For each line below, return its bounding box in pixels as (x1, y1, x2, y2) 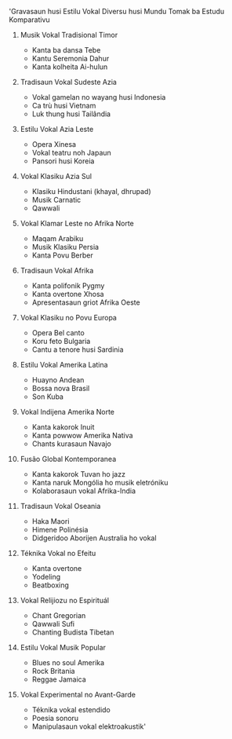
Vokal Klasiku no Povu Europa (20, 313, 117, 322)
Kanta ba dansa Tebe (31, 46, 101, 54)
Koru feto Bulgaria (31, 337, 91, 346)
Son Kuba (31, 392, 63, 401)
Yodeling (31, 573, 61, 581)
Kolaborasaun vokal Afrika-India (31, 486, 136, 496)
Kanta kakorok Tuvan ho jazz (31, 470, 126, 478)
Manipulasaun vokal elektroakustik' (31, 722, 147, 731)
